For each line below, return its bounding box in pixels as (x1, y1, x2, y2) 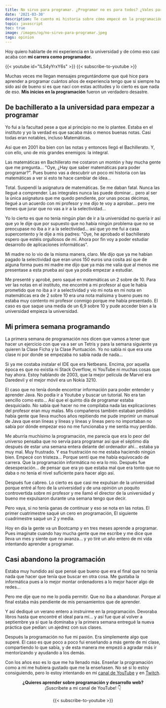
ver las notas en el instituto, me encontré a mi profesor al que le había (5, 282, 147, 288)
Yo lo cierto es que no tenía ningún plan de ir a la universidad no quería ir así (5, 215, 161, 221)
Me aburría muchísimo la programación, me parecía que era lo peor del (5, 433, 150, 439)
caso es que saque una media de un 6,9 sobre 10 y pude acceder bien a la (5, 303, 157, 309)
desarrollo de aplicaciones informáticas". (5, 241, 88, 247)
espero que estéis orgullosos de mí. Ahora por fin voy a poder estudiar (5, 236, 149, 242)
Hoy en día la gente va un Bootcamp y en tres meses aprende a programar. (5, 525, 158, 531)
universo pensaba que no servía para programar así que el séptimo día (5, 438, 149, 444)
